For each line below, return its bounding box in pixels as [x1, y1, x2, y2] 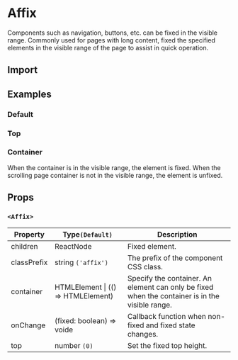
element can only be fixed [127, 282, 214, 292]
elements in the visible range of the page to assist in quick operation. [7, 43, 209, 52]
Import [7, 64, 38, 76]
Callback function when [127, 311, 207, 321]
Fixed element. [127, 241, 177, 251]
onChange [11, 320, 46, 330]
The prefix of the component [127, 253, 223, 263]
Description [157, 229, 198, 239]
